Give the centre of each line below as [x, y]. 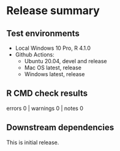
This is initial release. [33, 142]
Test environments [43, 33]
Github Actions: [35, 55]
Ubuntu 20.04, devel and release [66, 61]
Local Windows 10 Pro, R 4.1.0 [53, 48]
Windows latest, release [54, 74]
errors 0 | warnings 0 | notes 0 [45, 108]
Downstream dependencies [60, 127]
